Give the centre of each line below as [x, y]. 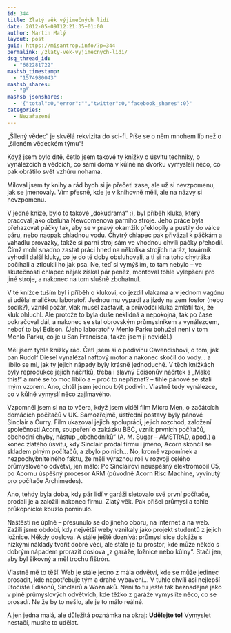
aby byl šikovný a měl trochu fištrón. [59, 559]
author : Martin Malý [37, 33]
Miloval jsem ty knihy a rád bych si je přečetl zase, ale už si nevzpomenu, [111, 185]
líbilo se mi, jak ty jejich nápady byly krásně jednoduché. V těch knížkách [111, 364]
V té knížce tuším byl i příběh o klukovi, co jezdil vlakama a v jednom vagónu [116, 292]
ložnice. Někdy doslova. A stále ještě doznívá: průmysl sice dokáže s [105, 537]
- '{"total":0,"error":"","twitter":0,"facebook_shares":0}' [103, 104]
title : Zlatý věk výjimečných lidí [58, 20]
